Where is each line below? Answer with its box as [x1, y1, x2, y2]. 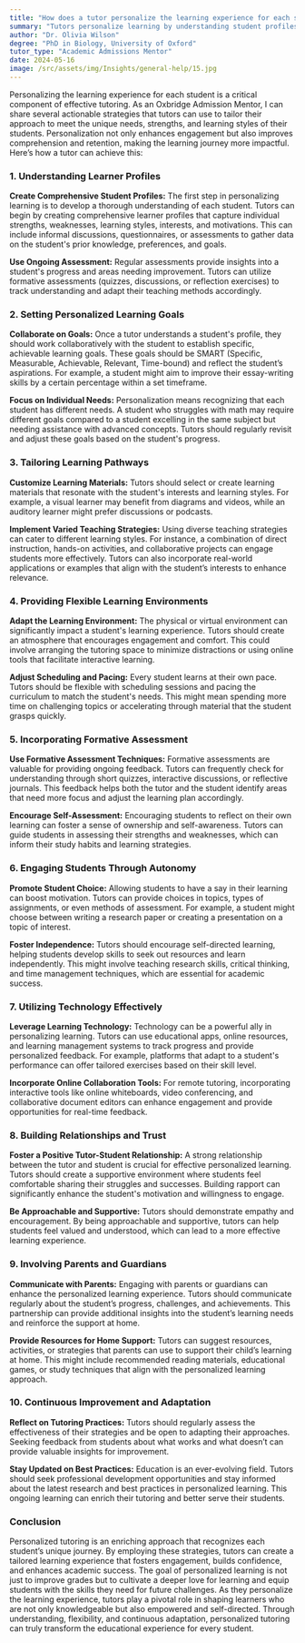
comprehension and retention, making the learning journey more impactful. [9, 137, 290, 148]
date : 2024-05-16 [9, 56, 75, 65]
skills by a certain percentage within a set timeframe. [9, 377, 207, 388]
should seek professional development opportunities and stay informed [9, 1473, 277, 1484]
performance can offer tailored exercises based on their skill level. [9, 1060, 257, 1070]
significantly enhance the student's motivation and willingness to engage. [9, 1189, 284, 1200]
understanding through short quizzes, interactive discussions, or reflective [9, 773, 289, 784]
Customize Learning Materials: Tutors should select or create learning [9, 477, 275, 488]
